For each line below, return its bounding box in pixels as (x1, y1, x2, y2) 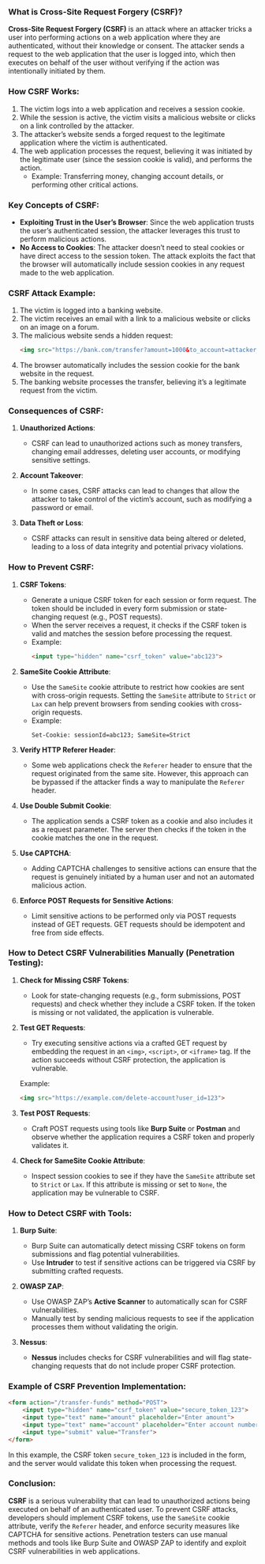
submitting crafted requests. (31, 1267, 124, 1275)
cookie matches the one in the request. (31, 833, 159, 843)
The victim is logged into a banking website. (19, 305, 163, 315)
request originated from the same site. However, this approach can (31, 768, 249, 778)
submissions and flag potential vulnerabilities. (31, 1249, 180, 1259)
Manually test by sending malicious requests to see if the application (31, 1314, 255, 1323)
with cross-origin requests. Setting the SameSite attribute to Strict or (31, 691, 256, 700)
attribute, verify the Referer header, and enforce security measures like (8, 1521, 240, 1531)
